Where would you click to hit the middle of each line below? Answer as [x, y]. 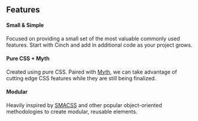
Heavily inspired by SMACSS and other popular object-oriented [84, 105]
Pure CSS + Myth [28, 59]
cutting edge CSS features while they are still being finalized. [81, 78]
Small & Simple [25, 25]
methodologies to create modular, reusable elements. [72, 111]
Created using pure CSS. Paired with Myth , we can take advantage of [92, 72]
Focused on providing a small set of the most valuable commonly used [93, 38]
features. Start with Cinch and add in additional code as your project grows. [99, 45]
